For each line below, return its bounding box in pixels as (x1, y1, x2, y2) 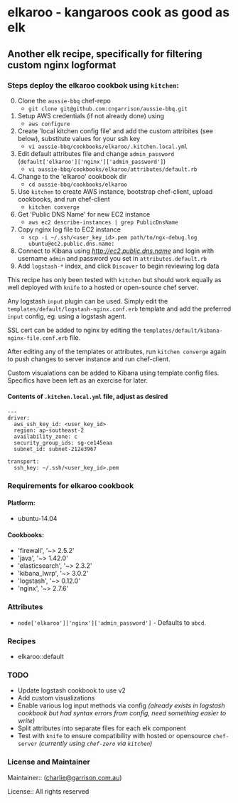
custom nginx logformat (7, 58, 117, 71)
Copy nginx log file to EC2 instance (17, 225, 121, 234)
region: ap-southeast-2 (13, 427, 84, 435)
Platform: (7, 498, 36, 507)
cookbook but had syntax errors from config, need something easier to (17, 709, 227, 717)
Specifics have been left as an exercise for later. (7, 375, 148, 385)
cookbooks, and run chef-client (17, 195, 110, 203)
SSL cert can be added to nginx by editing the (7, 326, 142, 334)
